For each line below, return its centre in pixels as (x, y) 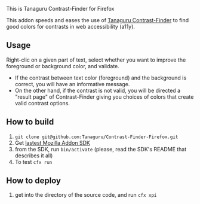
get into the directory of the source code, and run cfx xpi (86, 195)
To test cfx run (33, 162)
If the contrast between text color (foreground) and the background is (101, 78)
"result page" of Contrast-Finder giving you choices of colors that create (104, 97)
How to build (30, 122)
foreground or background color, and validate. (63, 66)
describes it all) (34, 156)
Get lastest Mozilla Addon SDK (53, 142)
